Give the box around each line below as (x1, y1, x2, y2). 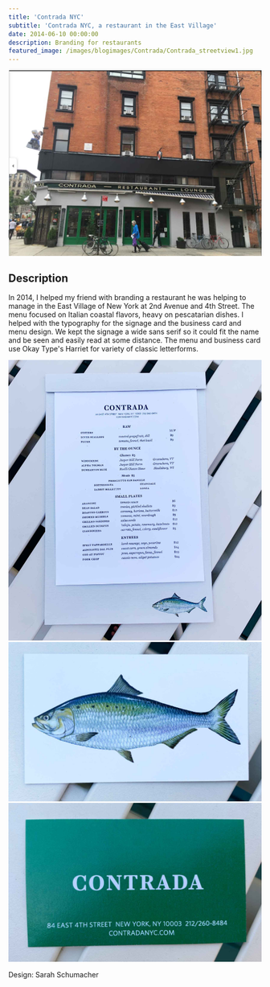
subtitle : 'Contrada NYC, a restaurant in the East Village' (8, 21, 218, 30)
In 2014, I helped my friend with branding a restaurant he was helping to (8, 293, 247, 302)
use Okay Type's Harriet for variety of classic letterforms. (8, 344, 199, 354)
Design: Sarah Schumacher (8, 969, 99, 979)
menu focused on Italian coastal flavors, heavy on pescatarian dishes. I (8, 310, 243, 319)
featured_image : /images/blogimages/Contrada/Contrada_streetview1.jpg (8, 47, 253, 56)
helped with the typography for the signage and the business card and (8, 319, 242, 328)
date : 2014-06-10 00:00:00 (8, 30, 99, 38)
